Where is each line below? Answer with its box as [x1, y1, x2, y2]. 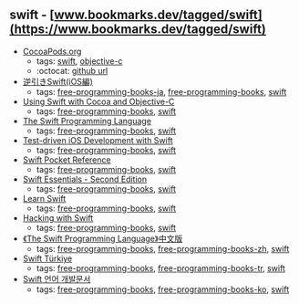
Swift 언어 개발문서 [22, 273, 91, 284]
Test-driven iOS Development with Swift [22, 134, 173, 145]
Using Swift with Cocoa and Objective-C [22, 96, 175, 107]
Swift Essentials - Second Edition [22, 173, 148, 184]
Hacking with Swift [22, 212, 94, 223]
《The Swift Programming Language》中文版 [22, 233, 183, 244]
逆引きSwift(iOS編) [22, 76, 94, 87]
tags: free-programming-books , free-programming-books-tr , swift [36, 262, 285, 273]
